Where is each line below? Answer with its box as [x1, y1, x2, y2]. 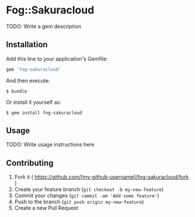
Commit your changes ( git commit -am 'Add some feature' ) [14, 192, 159, 199]
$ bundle [6, 88, 27, 94]
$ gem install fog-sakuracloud [6, 110, 82, 116]
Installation [6, 40, 48, 50]
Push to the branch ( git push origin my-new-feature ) [14, 198, 144, 205]
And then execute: [6, 77, 50, 84]
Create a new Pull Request [14, 205, 79, 212]
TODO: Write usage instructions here [6, 141, 95, 148]
